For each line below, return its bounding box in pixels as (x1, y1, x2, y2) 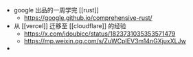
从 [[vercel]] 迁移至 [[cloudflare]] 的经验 (13, 22, 127, 30)
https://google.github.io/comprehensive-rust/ (23, 14, 152, 22)
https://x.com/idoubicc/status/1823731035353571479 (23, 30, 176, 38)
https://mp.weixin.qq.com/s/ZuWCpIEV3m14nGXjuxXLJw (23, 37, 187, 45)
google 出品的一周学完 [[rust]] (13, 6, 100, 14)
